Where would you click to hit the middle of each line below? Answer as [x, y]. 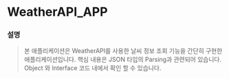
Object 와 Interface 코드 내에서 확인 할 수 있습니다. [92, 68]
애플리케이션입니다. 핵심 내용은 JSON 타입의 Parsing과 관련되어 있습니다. [123, 60]
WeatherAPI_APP [57, 12]
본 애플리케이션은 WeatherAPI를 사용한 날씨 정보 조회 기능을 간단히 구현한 [123, 51]
